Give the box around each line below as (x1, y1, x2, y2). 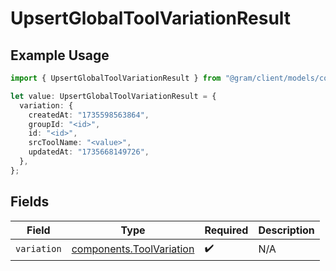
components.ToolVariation (71, 242, 195, 256)
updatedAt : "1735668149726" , (28, 147, 150, 157)
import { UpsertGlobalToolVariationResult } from (10, 73, 222, 83)
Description (258, 223, 315, 237)
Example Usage (10, 47, 110, 64)
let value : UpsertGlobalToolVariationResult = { (10, 91, 217, 101)
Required (204, 223, 249, 237)
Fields (10, 193, 50, 211)
